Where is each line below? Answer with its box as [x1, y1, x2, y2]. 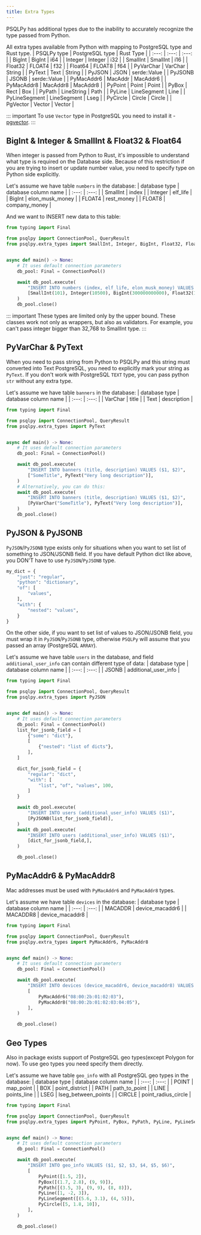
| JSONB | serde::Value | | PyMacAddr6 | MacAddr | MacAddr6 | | [6, 75, 166, 82]
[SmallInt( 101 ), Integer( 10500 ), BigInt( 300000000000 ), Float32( [28, 290, 194, 297]
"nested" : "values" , [28, 607, 79, 613]
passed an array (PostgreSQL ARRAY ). [6, 642, 98, 649]
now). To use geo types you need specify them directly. [6, 1060, 144, 1067]
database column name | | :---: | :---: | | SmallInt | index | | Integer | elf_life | [6, 189, 193, 196]
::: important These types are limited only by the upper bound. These [6, 312, 176, 319]
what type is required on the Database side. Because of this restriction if [6, 158, 185, 165]
